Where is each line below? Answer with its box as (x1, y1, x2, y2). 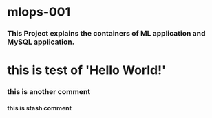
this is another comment (7, 87, 91, 97)
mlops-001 (7, 4, 71, 20)
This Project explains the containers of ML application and (7, 29, 206, 38)
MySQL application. (7, 37, 75, 47)
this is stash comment (7, 104, 72, 112)
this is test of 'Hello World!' (7, 62, 167, 78)
